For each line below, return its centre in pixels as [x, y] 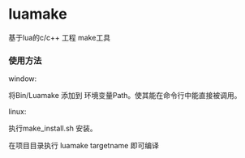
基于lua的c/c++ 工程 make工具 [60, 37]
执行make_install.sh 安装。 [53, 128]
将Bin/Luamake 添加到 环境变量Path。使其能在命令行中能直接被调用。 [125, 96]
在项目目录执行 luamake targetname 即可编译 [84, 146]
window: [23, 79]
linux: [17, 112]
